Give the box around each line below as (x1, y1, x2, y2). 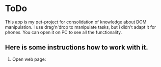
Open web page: (12, 56, 46, 62)
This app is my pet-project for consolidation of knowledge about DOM (5, 19, 147, 25)
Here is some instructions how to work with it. (5, 43, 148, 51)
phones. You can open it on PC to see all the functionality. (5, 29, 122, 35)
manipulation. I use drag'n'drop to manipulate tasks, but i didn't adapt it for (5, 24, 156, 30)
